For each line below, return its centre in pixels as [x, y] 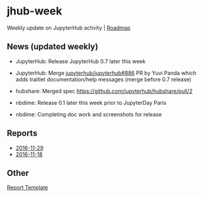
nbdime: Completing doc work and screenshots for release [89, 114]
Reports [22, 133]
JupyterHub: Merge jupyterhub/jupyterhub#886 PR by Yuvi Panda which [106, 73]
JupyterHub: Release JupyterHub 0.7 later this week [80, 61]
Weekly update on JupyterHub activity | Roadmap [69, 28]
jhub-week [35, 11]
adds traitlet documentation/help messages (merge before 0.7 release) [103, 79]
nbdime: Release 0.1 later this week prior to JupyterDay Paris [91, 102]
